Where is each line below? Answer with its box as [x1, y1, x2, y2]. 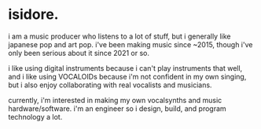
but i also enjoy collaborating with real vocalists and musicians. [8, 80, 212, 90]
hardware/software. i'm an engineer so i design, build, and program [8, 104, 226, 113]
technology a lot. [8, 112, 63, 121]
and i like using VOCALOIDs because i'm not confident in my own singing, [8, 72, 247, 81]
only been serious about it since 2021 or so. [8, 48, 150, 57]
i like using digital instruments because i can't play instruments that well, [8, 63, 243, 72]
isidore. [8, 6, 59, 24]
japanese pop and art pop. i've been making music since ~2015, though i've [8, 39, 253, 49]
